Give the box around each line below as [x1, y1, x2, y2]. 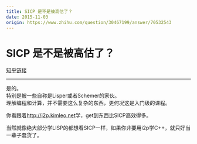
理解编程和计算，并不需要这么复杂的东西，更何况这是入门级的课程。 [6, 100, 171, 107]
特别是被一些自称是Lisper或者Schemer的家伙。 [6, 92, 120, 100]
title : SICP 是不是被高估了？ [6, 8, 73, 15]
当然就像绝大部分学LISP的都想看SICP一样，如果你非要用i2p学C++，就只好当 [6, 124, 191, 132]
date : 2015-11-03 [6, 14, 49, 20]
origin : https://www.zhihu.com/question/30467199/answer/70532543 [6, 19, 172, 25]
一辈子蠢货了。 [6, 132, 42, 139]
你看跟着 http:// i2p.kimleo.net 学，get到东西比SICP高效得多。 [6, 112, 152, 119]
